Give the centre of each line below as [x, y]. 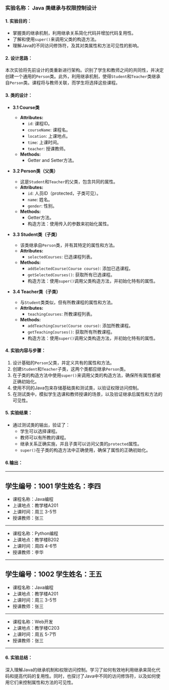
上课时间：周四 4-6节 [34, 546]
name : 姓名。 [40, 199]
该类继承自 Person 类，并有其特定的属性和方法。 [69, 245]
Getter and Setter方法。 [52, 160]
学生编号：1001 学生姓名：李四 [53, 486]
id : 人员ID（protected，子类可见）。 [64, 193]
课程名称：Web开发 [33, 622]
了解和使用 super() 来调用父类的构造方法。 [56, 39]
